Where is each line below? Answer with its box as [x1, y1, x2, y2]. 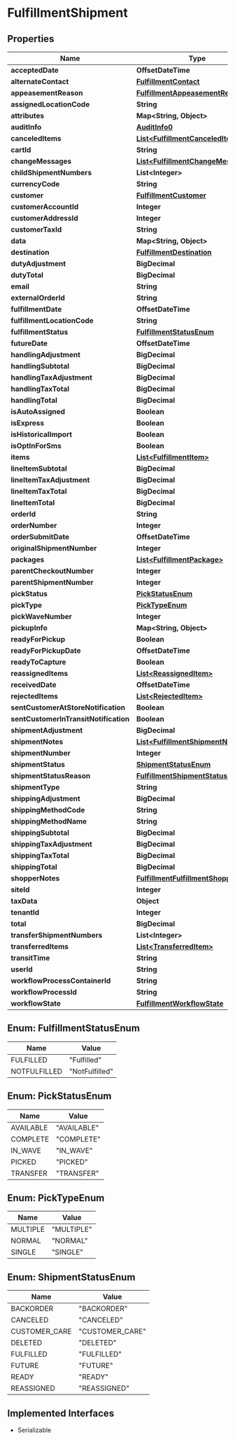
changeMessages [10, 156, 72, 166]
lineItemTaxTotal [10, 487, 67, 496]
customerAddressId [10, 214, 78, 223]
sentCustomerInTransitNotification [10, 714, 130, 724]
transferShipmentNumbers [10, 930, 103, 940]
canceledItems [10, 134, 62, 143]
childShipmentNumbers [10, 168, 92, 177]
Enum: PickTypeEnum [7, 1192, 105, 1204]
